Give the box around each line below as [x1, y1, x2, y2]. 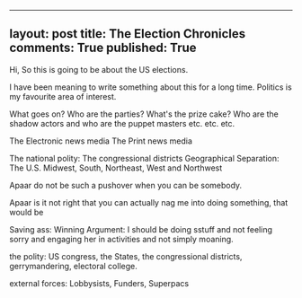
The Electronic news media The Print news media [9, 136, 193, 146]
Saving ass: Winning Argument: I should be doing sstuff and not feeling [9, 223, 272, 234]
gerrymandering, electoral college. [9, 260, 138, 271]
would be [9, 206, 44, 217]
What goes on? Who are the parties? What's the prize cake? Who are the [9, 109, 279, 119]
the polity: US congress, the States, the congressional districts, [9, 250, 243, 261]
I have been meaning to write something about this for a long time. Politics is [9, 82, 292, 92]
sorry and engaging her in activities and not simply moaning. [9, 233, 234, 244]
